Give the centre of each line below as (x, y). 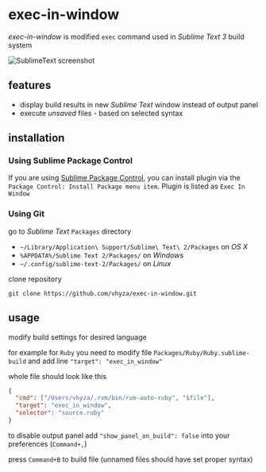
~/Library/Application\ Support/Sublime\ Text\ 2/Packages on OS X (134, 246)
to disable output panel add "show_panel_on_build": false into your (119, 435)
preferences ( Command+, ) (48, 443)
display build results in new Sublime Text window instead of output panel (139, 104)
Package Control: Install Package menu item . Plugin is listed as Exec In (127, 186)
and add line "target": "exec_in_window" (95, 361)
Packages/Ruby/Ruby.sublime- (202, 353)
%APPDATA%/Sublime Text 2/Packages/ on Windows (102, 255)
